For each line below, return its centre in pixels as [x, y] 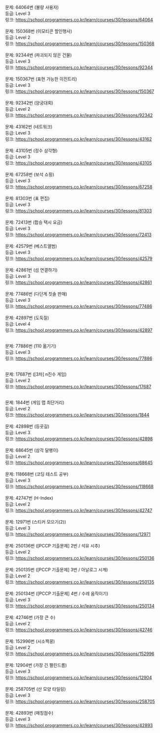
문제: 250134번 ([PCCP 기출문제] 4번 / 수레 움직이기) [57, 594]
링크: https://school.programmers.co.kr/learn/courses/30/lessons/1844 [77, 415]
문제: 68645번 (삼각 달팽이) [32, 450]
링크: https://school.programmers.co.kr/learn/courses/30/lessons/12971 [78, 534]
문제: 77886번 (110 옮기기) [31, 346]
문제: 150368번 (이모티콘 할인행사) [39, 31]
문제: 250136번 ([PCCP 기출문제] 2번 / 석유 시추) [53, 546]
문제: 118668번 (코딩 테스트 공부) [37, 474]
